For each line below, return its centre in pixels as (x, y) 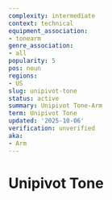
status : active (34, 98)
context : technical (41, 23)
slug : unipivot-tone (43, 91)
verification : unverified (52, 128)
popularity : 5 (32, 61)
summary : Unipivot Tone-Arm (56, 106)
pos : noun (25, 69)
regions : (23, 76)
